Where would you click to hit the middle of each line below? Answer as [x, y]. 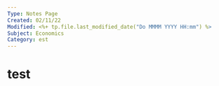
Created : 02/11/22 [34, 20]
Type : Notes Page [33, 14]
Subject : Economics [36, 33]
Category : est [28, 40]
